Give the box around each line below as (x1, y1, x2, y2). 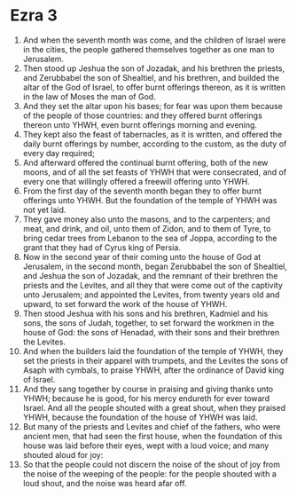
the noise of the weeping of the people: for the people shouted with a (22, 468, 277, 479)
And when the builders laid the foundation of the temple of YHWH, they (22, 345, 284, 356)
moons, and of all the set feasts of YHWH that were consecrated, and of (22, 166, 287, 177)
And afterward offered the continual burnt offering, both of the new (22, 157, 269, 168)
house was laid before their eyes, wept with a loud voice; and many (22, 440, 270, 451)
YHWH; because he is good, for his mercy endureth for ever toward (22, 392, 270, 404)
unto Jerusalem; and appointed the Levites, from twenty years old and (22, 289, 280, 300)
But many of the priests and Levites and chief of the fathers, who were (22, 421, 281, 431)
